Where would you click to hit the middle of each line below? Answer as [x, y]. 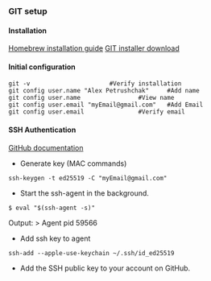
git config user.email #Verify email [97, 112]
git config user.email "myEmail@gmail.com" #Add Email [106, 105]
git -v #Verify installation [95, 84]
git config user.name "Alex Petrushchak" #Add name [104, 91]
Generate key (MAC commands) [73, 163]
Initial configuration [42, 67]
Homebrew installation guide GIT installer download [94, 48]
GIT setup [28, 11]
